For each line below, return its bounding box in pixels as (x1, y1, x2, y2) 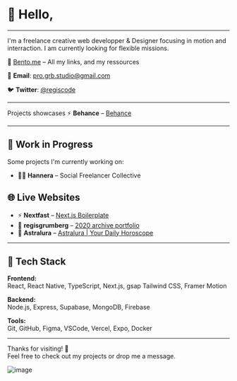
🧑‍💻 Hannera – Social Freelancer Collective (17, 171, 141, 180)
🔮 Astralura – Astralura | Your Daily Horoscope (17, 228, 154, 237)
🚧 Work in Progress (7, 139, 94, 151)
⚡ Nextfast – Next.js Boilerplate (17, 211, 109, 219)
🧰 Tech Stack (7, 255, 66, 267)
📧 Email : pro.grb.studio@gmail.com (7, 71, 111, 80)
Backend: (7, 295, 36, 304)
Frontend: (7, 274, 37, 283)
